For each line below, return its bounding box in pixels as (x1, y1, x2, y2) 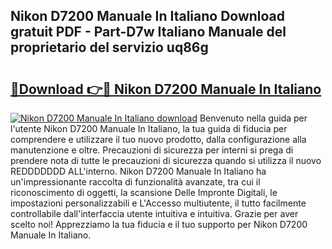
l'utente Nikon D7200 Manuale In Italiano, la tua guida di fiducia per (10, 123, 288, 134)
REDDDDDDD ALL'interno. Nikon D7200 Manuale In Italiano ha (10, 165, 267, 177)
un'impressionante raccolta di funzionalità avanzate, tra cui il (10, 176, 261, 188)
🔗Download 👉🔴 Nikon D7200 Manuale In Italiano (10, 80, 322, 98)
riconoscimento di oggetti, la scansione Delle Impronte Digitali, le (10, 187, 278, 198)
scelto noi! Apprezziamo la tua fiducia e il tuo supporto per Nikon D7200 (10, 219, 308, 230)
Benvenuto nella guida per (199, 112, 308, 124)
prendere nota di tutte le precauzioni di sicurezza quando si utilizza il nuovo (10, 155, 322, 166)
